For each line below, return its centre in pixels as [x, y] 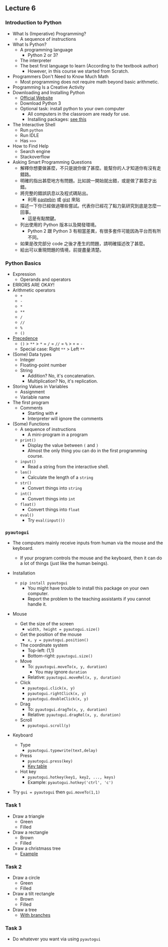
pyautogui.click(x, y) [51, 688]
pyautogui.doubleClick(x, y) [58, 699]
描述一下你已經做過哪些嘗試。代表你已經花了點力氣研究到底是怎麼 [88, 205]
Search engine [35, 151]
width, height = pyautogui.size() [64, 630]
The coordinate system [44, 645]
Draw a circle [26, 878]
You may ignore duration [61, 672]
